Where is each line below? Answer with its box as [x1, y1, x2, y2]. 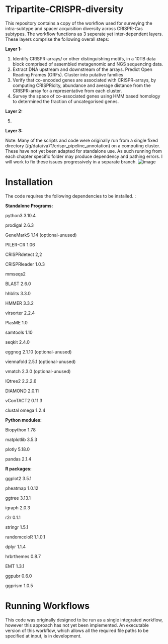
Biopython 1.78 [5, 426, 36, 433]
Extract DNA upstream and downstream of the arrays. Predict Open [12, 66, 152, 72]
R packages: [5, 466, 32, 472]
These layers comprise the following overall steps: [5, 36, 110, 42]
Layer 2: [5, 108, 23, 114]
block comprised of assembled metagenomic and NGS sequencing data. [12, 61, 163, 67]
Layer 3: [5, 127, 23, 134]
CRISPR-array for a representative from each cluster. [12, 87, 122, 94]
